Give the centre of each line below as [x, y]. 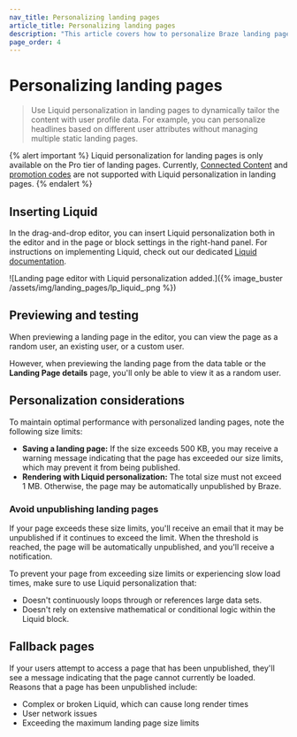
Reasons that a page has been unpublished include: [103, 687]
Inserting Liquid [53, 212]
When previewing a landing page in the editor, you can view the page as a [144, 336]
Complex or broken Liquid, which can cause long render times [135, 703]
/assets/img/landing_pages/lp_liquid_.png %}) [93, 288]
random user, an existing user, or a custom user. [97, 346]
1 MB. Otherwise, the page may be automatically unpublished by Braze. [152, 486]
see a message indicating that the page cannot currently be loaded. [133, 677]
